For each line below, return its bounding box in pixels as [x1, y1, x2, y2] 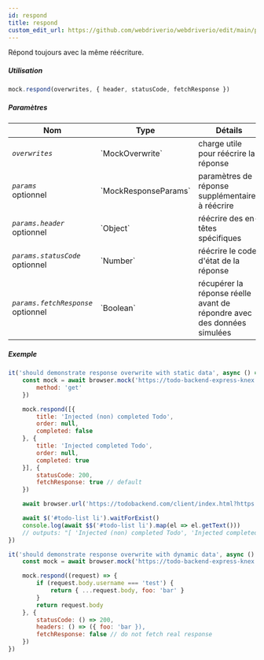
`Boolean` [100, 302, 136, 313]
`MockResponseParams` [100, 186, 191, 197]
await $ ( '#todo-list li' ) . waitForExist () [22, 514, 159, 522]
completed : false [36, 427, 93, 436]
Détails [215, 125, 243, 136]
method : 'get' [36, 384, 82, 391]
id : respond [8, 11, 47, 20]
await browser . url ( [22, 500, 86, 508]
